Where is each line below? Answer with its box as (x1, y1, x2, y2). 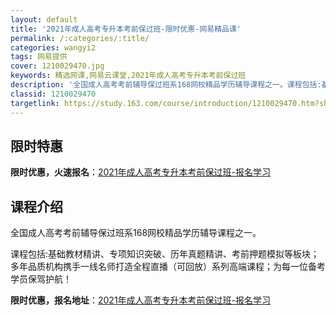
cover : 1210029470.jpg (10, 61, 105, 71)
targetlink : (10, 98, 60, 108)
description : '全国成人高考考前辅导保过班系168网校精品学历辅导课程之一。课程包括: (10, 80, 322, 90)
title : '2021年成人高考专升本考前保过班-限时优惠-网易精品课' (10, 24, 242, 34)
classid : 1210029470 (10, 89, 97, 99)
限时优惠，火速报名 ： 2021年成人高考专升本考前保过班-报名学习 (10, 166, 272, 178)
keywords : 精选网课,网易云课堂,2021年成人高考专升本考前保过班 (10, 71, 247, 81)
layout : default (10, 14, 78, 25)
